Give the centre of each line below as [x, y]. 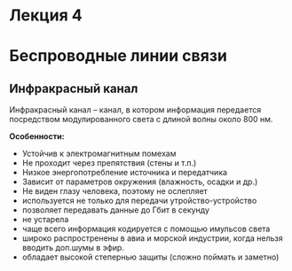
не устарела [45, 220]
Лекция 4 [46, 15]
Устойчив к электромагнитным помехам [99, 154]
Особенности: [37, 136]
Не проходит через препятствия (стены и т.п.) [109, 163]
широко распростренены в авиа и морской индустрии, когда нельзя [152, 238]
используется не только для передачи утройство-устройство [139, 201]
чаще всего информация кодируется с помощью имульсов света [146, 229]
